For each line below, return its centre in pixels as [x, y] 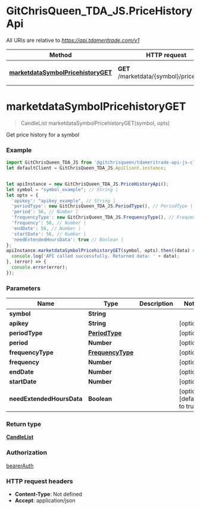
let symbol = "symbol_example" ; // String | [62, 189]
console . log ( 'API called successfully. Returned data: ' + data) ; [96, 256]
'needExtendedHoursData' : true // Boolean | [68, 239]
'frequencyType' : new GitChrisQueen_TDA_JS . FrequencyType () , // [93, 217]
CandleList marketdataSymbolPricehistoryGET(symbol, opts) [95, 123]
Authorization [27, 453]
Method [61, 55]
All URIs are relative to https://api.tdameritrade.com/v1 [73, 40]
